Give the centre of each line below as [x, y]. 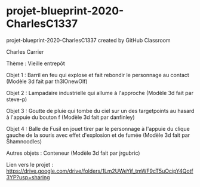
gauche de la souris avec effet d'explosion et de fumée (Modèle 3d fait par [98, 135]
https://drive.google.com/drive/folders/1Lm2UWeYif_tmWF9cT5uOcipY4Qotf [100, 171]
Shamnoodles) [24, 141]
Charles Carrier [25, 51]
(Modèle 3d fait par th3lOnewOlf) [47, 81]
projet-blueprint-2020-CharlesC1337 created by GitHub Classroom [89, 40]
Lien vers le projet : [30, 164]
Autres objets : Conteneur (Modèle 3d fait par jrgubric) [73, 153]
